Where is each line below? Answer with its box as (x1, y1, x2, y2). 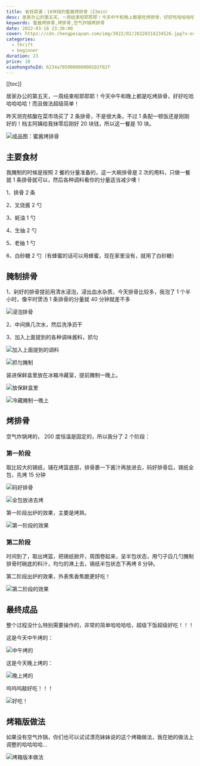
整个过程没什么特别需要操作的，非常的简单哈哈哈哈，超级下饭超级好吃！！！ (6, 621, 194, 629)
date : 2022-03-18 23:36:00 (6, 25, 73, 32)
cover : (6, 31, 23, 37)
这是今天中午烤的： (6, 634, 54, 642)
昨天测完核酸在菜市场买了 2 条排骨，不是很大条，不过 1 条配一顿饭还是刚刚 (6, 112, 189, 120)
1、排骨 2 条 (6, 189, 36, 196)
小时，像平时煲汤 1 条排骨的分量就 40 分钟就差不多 (6, 296, 131, 302)
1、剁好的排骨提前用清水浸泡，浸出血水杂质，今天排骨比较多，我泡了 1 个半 (6, 288, 191, 295)
